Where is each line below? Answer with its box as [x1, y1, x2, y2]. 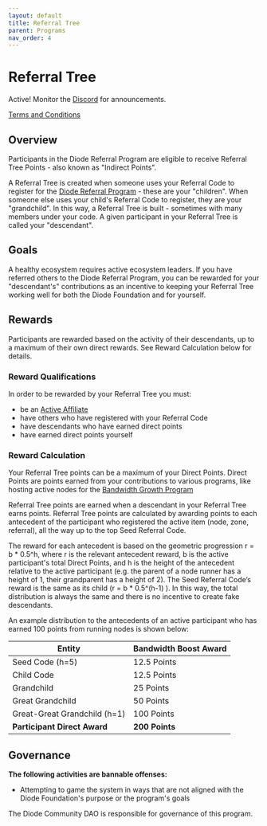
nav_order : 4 [8, 33, 52, 42]
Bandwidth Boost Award [132, 643, 227, 654]
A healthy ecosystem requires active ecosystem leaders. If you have [8, 264, 233, 274]
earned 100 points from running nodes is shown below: [8, 624, 190, 634]
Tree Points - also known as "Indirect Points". [8, 162, 157, 172]
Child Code [12, 670, 54, 681]
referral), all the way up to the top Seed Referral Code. [8, 526, 187, 535]
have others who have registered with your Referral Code [19, 413, 209, 422]
